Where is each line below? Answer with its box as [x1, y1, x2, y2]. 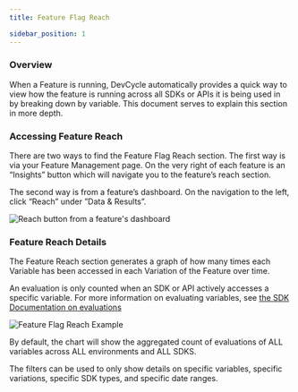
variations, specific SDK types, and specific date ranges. [9, 373, 218, 384]
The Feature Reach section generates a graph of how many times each [9, 256, 271, 267]
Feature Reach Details [9, 236, 107, 249]
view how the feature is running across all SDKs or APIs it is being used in [9, 89, 281, 99]
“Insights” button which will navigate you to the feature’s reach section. [9, 169, 271, 180]
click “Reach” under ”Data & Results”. [9, 196, 147, 207]
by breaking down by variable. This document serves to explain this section [9, 98, 288, 108]
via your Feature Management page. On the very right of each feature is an [9, 160, 286, 171]
